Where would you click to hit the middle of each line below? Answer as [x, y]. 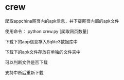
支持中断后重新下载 [24, 72]
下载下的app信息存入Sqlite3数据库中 [41, 41]
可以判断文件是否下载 [26, 62]
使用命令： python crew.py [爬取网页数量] [47, 31]
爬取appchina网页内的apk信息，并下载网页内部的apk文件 [62, 21]
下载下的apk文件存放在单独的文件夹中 [43, 52]
